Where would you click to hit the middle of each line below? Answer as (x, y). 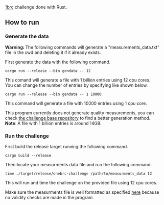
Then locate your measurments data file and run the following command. (79, 164)
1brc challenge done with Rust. (36, 7)
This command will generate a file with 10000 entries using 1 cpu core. (76, 103)
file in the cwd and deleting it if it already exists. (53, 52)
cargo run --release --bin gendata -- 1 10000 (53, 94)
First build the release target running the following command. (67, 146)
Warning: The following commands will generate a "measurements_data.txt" (82, 47)
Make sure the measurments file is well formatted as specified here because (82, 192)
